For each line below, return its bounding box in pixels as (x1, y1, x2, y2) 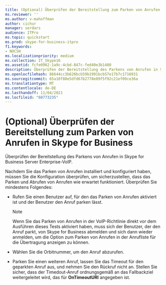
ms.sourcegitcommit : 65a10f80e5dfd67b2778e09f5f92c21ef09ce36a (5, 76, 138, 81)
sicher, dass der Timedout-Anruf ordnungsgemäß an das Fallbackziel (12, 269, 154, 275)
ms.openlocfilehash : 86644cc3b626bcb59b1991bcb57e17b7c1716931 (5, 72, 138, 77)
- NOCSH (5, 49, 21, 54)
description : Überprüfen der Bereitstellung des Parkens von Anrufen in (5, 67, 158, 72)
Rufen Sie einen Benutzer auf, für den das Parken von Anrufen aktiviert (12, 194, 157, 200)
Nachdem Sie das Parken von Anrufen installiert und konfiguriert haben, (5, 169, 152, 174)
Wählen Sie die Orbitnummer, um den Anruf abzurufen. (12, 249, 124, 255)
